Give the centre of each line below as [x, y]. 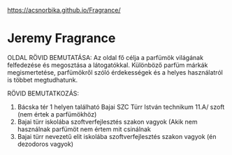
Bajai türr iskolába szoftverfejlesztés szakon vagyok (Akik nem [107, 121]
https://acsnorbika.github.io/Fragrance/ [64, 10]
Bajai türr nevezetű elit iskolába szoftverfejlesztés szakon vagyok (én [117, 136]
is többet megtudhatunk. [43, 80]
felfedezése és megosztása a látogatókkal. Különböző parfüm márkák [108, 65]
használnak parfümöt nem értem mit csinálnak [84, 129]
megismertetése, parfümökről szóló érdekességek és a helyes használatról [115, 72]
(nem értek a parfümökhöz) [57, 114]
